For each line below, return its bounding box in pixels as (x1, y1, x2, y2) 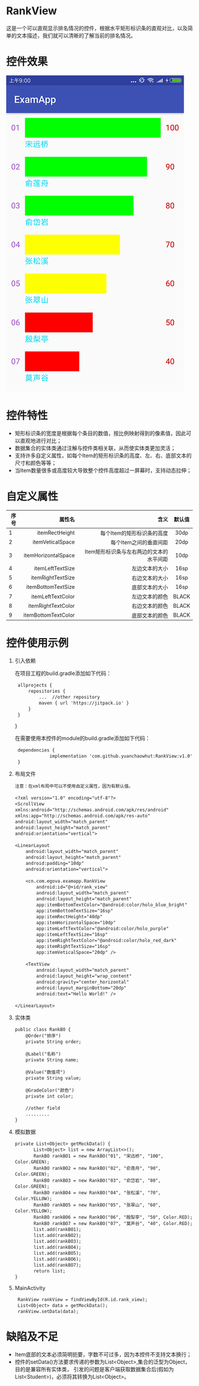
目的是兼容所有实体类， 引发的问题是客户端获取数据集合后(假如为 (14, 1365, 174, 1372)
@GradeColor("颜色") (25, 1087, 75, 1093)
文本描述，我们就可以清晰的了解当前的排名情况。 (16, 31, 136, 39)
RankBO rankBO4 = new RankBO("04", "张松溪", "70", (33, 1190, 161, 1195)
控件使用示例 (6, 636, 69, 650)
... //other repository (38, 694, 100, 700)
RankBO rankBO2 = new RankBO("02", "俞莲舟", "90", (33, 1165, 161, 1171)
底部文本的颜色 (131, 611, 169, 619)
